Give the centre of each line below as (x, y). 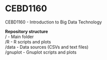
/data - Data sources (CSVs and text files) (47, 47)
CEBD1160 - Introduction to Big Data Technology (53, 22)
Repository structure (27, 31)
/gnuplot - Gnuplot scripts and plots (41, 52)
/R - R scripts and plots (28, 41)
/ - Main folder (19, 37)
